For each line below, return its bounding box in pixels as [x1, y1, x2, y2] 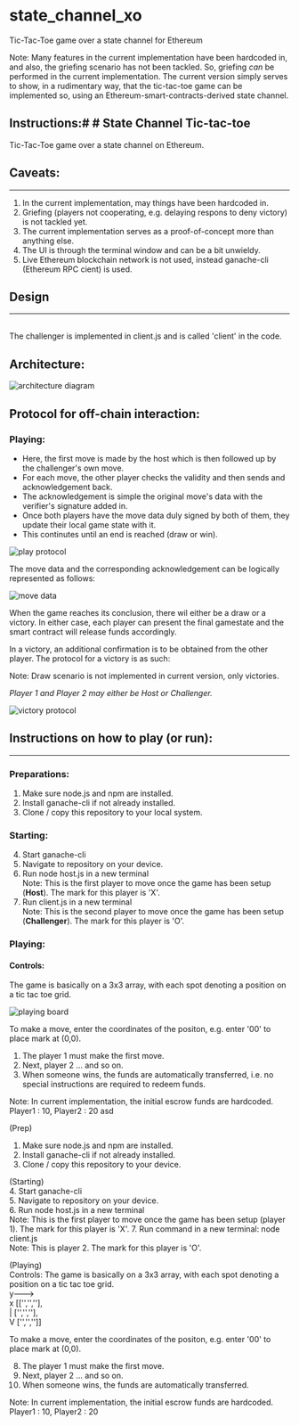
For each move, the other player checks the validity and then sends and [21, 471, 286, 482]
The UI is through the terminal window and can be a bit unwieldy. [21, 244, 261, 255]
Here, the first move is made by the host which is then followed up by [21, 453, 277, 463]
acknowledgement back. [21, 481, 113, 492]
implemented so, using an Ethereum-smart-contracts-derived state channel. [9, 90, 289, 101]
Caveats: [9, 166, 61, 181]
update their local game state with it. [21, 519, 157, 530]
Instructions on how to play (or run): [9, 731, 214, 746]
